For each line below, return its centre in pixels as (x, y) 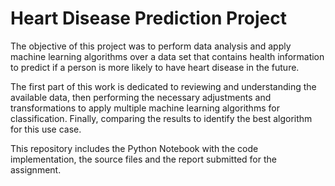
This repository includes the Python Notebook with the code (134, 148)
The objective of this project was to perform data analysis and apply (151, 46)
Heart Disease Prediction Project (149, 18)
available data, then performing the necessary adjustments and (141, 97)
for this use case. (46, 129)
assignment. (36, 169)
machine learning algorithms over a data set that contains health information (167, 56)
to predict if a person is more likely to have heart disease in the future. (155, 67)
